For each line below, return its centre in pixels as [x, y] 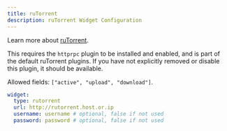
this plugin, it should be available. [55, 68]
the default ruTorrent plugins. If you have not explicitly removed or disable [113, 61]
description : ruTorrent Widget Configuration [74, 20]
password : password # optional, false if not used [89, 121]
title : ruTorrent [32, 14]
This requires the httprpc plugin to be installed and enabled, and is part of [114, 54]
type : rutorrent [37, 101]
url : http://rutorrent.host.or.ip [64, 108]
